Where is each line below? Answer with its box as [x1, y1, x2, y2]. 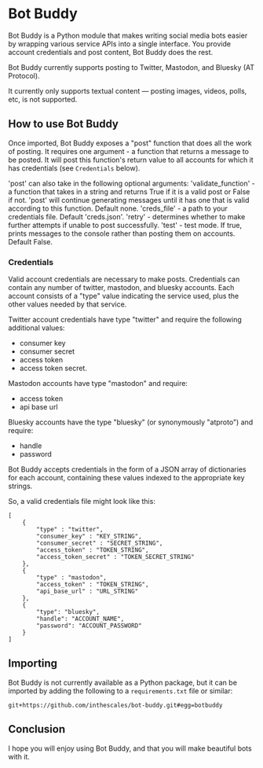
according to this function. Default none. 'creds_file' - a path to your [8, 204, 228, 213]
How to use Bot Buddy [8, 117, 119, 130]
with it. [8, 751, 30, 761]
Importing [8, 657, 57, 671]
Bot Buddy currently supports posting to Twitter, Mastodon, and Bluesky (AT [8, 62, 255, 72]
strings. [8, 481, 33, 491]
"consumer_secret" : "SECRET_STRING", [36, 539, 163, 547]
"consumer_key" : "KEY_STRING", [36, 532, 143, 541]
